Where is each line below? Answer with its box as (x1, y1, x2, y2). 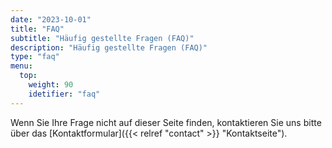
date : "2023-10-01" (10, 14, 92, 25)
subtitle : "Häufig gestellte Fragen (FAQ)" (10, 33, 195, 43)
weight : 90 (28, 80, 74, 90)
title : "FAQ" (10, 24, 65, 34)
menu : (10, 61, 33, 71)
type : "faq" (10, 52, 60, 62)
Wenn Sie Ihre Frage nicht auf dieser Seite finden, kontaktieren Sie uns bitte (10, 116, 322, 128)
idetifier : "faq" (28, 89, 101, 99)
